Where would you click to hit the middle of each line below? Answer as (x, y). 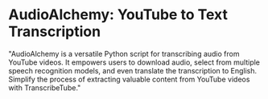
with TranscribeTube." (45, 87)
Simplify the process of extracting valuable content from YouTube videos (129, 79)
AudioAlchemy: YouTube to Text (118, 15)
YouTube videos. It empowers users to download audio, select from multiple (134, 62)
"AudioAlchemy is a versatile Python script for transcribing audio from (124, 53)
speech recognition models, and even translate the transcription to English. (133, 70)
